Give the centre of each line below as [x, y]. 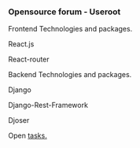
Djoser [19, 120]
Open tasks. [28, 135]
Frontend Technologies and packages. [70, 29]
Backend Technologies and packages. [70, 75]
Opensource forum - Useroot [64, 12]
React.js [21, 44]
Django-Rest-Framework [48, 105]
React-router [29, 59]
